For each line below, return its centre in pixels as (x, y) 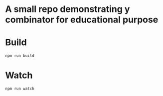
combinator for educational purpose (82, 20)
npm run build (20, 56)
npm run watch (20, 89)
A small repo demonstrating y (68, 9)
